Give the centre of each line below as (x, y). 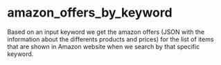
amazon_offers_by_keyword (90, 13)
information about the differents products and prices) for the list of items (110, 39)
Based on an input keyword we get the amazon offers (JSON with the (106, 32)
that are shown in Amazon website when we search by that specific (104, 46)
